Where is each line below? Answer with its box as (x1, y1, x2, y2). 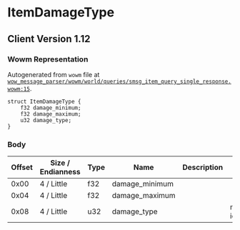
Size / (50, 158, 70, 168)
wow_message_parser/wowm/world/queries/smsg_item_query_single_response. (7, 78, 232, 85)
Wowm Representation (7, 54, 89, 64)
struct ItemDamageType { (7, 98, 81, 105)
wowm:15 (7, 85, 31, 93)
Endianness (39, 167, 81, 177)
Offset (11, 162, 34, 172)
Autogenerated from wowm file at (7, 70, 100, 79)
